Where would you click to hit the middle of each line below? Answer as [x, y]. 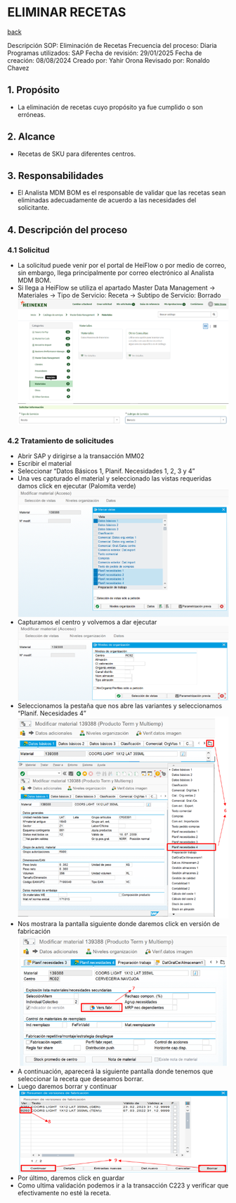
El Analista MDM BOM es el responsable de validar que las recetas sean [122, 193]
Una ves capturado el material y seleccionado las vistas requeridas [114, 479]
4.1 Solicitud [28, 249]
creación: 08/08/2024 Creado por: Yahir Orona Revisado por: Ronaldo [109, 60]
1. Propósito [33, 90]
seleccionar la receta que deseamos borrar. [80, 1079]
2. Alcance [31, 137]
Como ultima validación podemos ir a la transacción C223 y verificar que [123, 1185]
